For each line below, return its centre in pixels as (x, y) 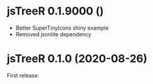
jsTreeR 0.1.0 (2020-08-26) (77, 59)
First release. (23, 75)
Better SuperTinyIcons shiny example (62, 28)
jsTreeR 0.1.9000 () (55, 11)
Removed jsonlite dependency (53, 34)
